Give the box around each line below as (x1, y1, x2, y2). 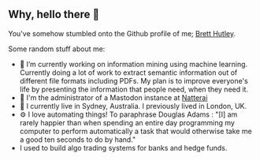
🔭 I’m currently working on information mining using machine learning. (19, 59, 248, 69)
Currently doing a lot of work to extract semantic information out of (19, 68, 238, 77)
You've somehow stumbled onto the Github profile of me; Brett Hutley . (8, 28, 236, 38)
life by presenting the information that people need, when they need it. (19, 84, 249, 94)
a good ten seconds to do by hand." (19, 135, 136, 144)
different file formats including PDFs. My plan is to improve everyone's (19, 76, 248, 85)
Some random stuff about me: (8, 44, 106, 54)
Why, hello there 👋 (8, 8, 100, 21)
